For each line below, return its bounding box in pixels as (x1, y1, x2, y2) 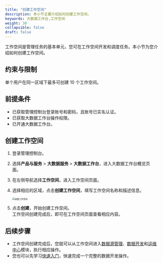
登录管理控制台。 (12, 150, 47, 156)
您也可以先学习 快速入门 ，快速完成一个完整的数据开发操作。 (12, 253, 131, 259)
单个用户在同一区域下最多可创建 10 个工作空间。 (5, 79, 101, 85)
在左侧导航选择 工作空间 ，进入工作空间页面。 (12, 177, 102, 183)
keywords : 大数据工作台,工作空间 (5, 16, 65, 21)
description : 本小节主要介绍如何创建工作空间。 (5, 12, 91, 17)
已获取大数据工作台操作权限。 (12, 115, 72, 121)
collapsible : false (5, 25, 45, 30)
